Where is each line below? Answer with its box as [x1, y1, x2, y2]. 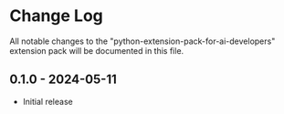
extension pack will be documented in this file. [9, 45, 184, 56]
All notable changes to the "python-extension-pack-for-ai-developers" [9, 36, 276, 47]
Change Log [9, 5, 103, 26]
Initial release [22, 96, 73, 107]
